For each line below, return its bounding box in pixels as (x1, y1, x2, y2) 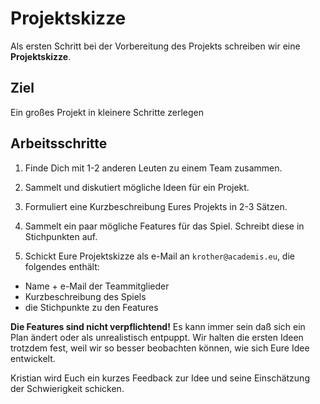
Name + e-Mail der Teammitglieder (24, 280, 170, 292)
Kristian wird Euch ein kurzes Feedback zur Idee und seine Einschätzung (10, 372, 310, 384)
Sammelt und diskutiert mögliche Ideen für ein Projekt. (24, 181, 250, 193)
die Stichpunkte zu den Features (24, 301, 159, 313)
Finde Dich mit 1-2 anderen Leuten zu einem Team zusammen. (24, 162, 283, 174)
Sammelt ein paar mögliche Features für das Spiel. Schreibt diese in (24, 220, 305, 232)
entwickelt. (10, 352, 56, 364)
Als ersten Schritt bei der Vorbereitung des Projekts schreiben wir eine (10, 40, 301, 52)
